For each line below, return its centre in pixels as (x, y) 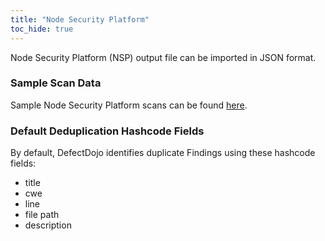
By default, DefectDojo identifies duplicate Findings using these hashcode (163, 153)
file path (42, 215)
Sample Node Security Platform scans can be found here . (129, 105)
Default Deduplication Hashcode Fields (107, 131)
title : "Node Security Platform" (80, 19)
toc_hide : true (42, 29)
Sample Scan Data (56, 83)
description (48, 225)
